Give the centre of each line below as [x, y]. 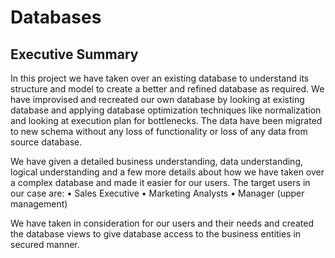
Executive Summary [74, 54]
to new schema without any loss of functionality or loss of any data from [159, 131]
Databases [56, 17]
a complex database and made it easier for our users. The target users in [160, 182]
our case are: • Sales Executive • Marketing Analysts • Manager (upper [157, 193]
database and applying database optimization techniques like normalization [166, 110]
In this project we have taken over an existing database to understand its [160, 78]
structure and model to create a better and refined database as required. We [167, 89]
